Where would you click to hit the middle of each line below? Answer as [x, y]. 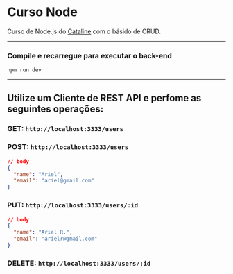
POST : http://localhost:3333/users [68, 147]
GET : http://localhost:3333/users [65, 128]
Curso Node [42, 12]
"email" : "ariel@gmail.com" [54, 181]
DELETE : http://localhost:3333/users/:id [79, 263]
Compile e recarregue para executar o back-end [89, 55]
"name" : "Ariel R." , [43, 232]
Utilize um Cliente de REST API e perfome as [104, 98]
